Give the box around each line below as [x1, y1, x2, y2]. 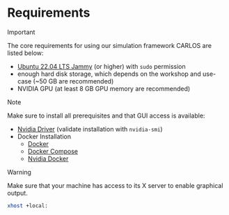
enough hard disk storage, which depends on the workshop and [17, 70, 202, 78]
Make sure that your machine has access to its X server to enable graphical [7, 181, 223, 189]
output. [7, 189, 28, 197]
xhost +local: [7, 202, 49, 209]
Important [7, 28, 35, 36]
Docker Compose [27, 147, 79, 155]
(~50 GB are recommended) [33, 77, 114, 85]
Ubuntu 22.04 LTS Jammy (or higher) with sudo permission [17, 62, 186, 70]
